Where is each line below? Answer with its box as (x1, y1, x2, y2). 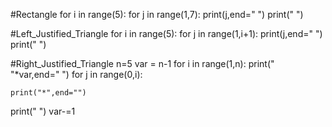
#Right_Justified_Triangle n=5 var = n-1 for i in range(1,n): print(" (10, 58, 275, 69)
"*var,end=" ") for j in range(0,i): (10, 69, 143, 80)
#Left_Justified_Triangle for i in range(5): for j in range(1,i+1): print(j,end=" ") (10, 28, 323, 39)
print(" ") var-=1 (10, 105, 76, 117)
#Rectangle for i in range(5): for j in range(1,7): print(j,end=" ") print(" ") (10, 9, 304, 20)
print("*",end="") (10, 88, 87, 98)
